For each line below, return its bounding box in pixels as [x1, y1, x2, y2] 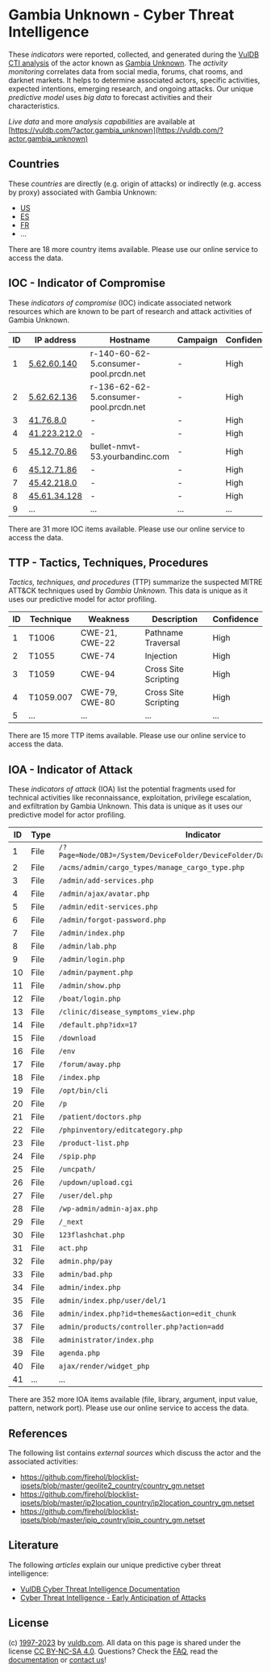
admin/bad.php [58, 1270, 113, 1279]
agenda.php [58, 1349, 101, 1358]
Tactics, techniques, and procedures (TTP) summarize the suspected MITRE [8, 578, 263, 587]
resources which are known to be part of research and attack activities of [8, 306, 252, 316]
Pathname [144, 628, 184, 639]
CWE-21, [80, 628, 118, 639]
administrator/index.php [58, 1335, 154, 1345]
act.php [58, 1244, 88, 1253]
